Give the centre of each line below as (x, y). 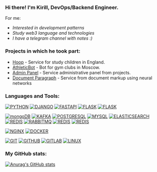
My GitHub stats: (26, 154)
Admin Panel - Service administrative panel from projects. (71, 72)
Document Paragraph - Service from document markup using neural (82, 78)
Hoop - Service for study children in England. (59, 62)
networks (22, 83)
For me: (13, 18)
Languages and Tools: (32, 96)
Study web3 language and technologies (53, 33)
